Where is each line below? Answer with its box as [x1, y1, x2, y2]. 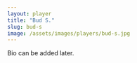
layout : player [7, 10, 52, 17]
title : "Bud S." [7, 17, 55, 24]
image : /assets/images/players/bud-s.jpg [7, 29, 131, 37]
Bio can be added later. [7, 49, 74, 57]
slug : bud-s [7, 23, 42, 30]
